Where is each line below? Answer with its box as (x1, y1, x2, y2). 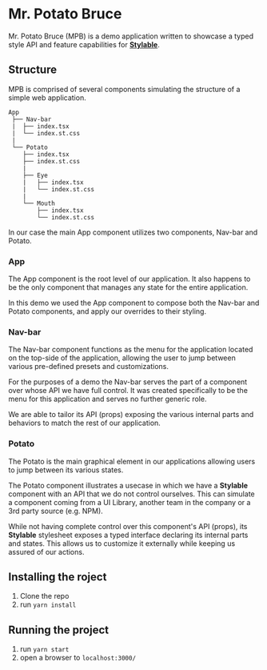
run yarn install (19, 600, 77, 609)
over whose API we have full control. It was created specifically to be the (8, 386, 248, 395)
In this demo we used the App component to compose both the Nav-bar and (8, 298, 260, 308)
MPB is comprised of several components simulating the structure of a (8, 84, 241, 94)
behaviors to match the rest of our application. (8, 418, 161, 428)
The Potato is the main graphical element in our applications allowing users (8, 456, 256, 466)
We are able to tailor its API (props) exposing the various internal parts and (8, 410, 254, 419)
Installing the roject (8, 570, 107, 584)
